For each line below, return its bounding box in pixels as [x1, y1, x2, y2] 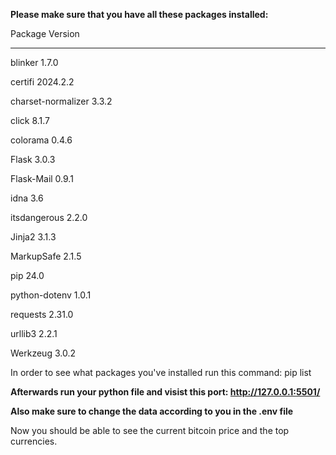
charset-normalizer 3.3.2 [10, 95, 113, 107]
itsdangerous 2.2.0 [10, 212, 88, 223]
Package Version [10, 28, 80, 39]
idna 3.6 [10, 192, 44, 204]
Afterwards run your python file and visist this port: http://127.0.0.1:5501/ [10, 386, 321, 398]
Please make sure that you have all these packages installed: [10, 9, 269, 20]
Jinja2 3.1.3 [10, 231, 57, 243]
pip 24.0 [10, 270, 45, 281]
